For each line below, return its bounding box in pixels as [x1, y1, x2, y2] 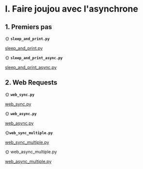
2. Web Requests [5, 79, 57, 87]
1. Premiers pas [5, 23, 52, 31]
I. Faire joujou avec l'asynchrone [5, 3, 138, 15]
